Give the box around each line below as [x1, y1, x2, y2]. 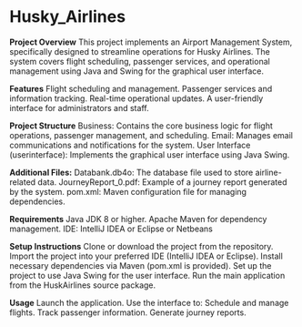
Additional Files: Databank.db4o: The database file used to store [9, 167, 254, 178]
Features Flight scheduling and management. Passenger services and [9, 83, 273, 94]
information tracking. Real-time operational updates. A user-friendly [9, 93, 264, 104]
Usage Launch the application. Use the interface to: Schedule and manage [9, 297, 289, 308]
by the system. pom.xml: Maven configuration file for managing [9, 186, 247, 197]
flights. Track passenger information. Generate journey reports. [9, 307, 247, 318]
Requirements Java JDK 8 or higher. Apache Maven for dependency [9, 213, 267, 224]
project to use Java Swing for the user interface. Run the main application [9, 270, 286, 281]
